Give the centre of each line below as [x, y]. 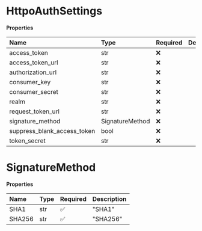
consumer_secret [34, 91]
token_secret [28, 141]
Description [109, 199]
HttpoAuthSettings [54, 11]
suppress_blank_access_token [52, 131]
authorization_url [33, 72]
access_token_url [34, 63]
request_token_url [35, 111]
